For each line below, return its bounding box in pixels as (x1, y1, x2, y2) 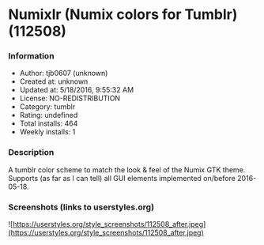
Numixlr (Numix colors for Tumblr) (8, 6, 238, 24)
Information (8, 51, 55, 62)
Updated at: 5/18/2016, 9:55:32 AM (19, 85, 134, 95)
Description (8, 147, 55, 158)
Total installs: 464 (19, 119, 78, 128)
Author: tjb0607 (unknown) (19, 69, 108, 78)
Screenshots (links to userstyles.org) (8, 202, 155, 213)
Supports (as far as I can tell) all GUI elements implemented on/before (8, 173, 236, 183)
